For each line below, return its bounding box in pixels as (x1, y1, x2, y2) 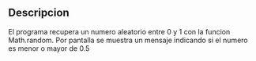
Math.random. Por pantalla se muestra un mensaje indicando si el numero (8, 35, 248, 45)
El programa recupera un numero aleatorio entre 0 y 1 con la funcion (8, 27, 231, 36)
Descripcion (8, 6, 70, 20)
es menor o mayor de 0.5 (8, 43, 90, 53)
